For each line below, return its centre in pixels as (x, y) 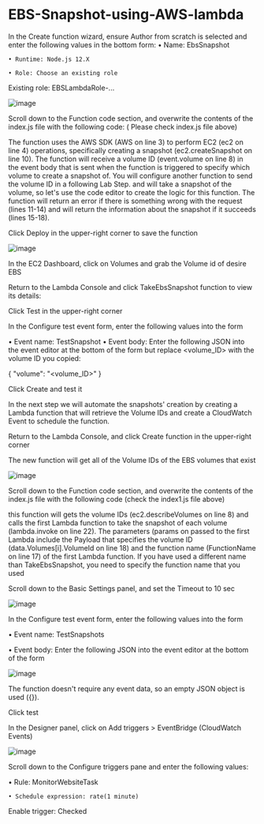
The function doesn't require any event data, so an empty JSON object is (127, 688)
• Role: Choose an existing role (63, 73)
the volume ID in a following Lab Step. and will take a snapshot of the (120, 184)
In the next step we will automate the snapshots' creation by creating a (123, 404)
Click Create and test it (45, 389)
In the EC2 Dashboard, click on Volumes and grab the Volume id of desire (127, 263)
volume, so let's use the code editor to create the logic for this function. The (132, 192)
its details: (25, 295)
